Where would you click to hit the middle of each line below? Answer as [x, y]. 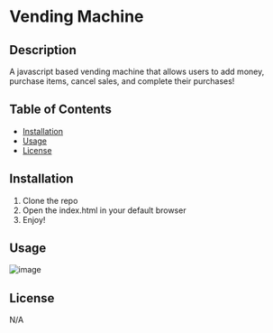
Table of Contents [61, 110]
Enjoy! [34, 219]
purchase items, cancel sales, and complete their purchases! [122, 81]
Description [43, 50]
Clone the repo [50, 200]
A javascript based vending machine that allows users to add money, [137, 71]
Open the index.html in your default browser [104, 210]
